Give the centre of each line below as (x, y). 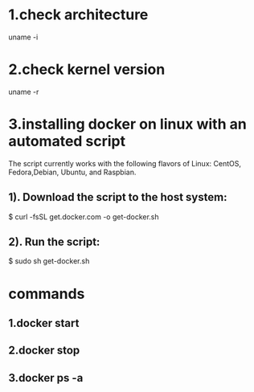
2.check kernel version (87, 69)
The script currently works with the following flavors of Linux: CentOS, (125, 163)
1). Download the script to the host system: (118, 197)
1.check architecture (78, 15)
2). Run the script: (54, 242)
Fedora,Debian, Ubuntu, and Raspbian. (72, 172)
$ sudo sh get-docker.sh (49, 261)
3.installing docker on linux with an (127, 124)
